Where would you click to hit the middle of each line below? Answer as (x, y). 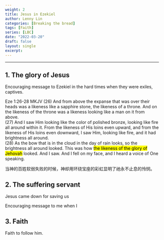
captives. (14, 92)
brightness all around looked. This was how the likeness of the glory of (76, 148)
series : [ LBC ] (20, 32)
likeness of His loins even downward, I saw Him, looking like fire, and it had (81, 133)
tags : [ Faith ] (20, 28)
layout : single (20, 46)
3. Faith (17, 221)
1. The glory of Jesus (37, 75)
